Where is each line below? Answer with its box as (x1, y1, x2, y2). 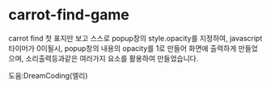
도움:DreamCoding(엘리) (8, 70, 88, 80)
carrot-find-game (8, 6, 129, 24)
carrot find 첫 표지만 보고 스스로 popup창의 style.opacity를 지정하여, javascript (8, 33, 263, 43)
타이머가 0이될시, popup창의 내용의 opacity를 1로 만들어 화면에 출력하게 (8, 43, 237, 53)
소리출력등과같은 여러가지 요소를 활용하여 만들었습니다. (25, 53, 199, 63)
